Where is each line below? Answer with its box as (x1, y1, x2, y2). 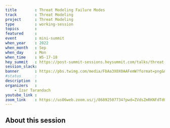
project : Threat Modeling (5, 17, 73, 22)
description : (5, 78, 37, 83)
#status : (5, 74, 37, 79)
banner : (5, 69, 37, 74)
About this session (5, 116, 66, 124)
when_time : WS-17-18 (5, 54, 58, 60)
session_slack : (5, 64, 37, 69)
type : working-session (5, 21, 73, 27)
